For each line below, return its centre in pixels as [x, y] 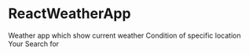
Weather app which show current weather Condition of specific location [124, 35]
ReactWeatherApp [70, 14]
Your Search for [34, 43]
